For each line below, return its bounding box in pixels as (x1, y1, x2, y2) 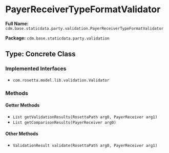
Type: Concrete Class (5, 50, 76, 58)
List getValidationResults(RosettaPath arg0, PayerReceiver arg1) (12, 114, 158, 120)
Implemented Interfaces (5, 65, 67, 72)
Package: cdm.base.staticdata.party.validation (5, 35, 110, 41)
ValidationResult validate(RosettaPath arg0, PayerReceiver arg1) (12, 143, 158, 148)
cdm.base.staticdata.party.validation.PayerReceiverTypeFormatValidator (5, 26, 164, 31)
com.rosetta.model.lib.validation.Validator (12, 78, 110, 83)
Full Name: (5, 20, 29, 27)
